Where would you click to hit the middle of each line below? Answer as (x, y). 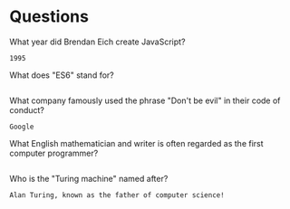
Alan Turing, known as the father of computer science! (117, 195)
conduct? (27, 109)
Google (22, 127)
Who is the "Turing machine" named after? (89, 178)
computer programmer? (54, 153)
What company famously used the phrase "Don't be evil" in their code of (145, 100)
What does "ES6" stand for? (62, 75)
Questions (49, 17)
